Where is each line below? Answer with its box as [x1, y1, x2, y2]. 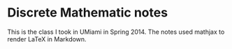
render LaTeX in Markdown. [7, 35, 87, 43]
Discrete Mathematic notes [7, 5, 168, 21]
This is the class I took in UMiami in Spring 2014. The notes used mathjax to [7, 28, 225, 36]
